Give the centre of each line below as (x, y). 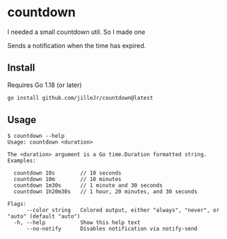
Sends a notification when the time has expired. (77, 45)
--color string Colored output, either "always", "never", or (123, 210)
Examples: (22, 161)
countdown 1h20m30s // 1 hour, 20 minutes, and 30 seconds (106, 192)
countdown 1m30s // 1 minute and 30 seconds (88, 186)
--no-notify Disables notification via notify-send (112, 229)
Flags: (17, 204)
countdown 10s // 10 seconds (68, 173)
